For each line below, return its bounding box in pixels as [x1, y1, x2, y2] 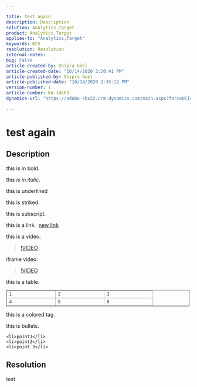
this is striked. [6, 199, 40, 206]
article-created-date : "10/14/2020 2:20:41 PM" [6, 68, 125, 74]
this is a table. [6, 278, 40, 285]
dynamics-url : [6, 96, 41, 101]
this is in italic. [6, 176, 41, 183]
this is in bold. [6, 165, 40, 172]
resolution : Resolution [6, 46, 64, 53]
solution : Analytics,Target [6, 25, 75, 30]
